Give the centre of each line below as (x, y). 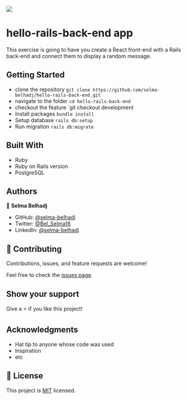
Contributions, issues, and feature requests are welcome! (77, 263)
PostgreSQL (30, 172)
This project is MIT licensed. (41, 390)
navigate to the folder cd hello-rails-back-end (73, 101)
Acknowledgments (42, 330)
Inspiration (28, 350)
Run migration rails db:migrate (54, 127)
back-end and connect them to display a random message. (79, 56)
